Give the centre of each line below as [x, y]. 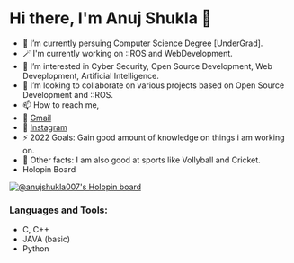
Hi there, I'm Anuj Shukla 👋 [111, 18]
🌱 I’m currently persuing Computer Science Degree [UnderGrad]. [143, 43]
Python [36, 249]
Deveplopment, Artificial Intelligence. [91, 75]
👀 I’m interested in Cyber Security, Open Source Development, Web [147, 66]
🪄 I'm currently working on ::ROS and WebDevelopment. [128, 53]
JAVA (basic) [46, 239]
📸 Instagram [45, 127]
